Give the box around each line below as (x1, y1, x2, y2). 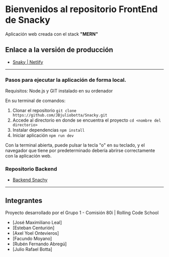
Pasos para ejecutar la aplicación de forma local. (5, 76, 127, 83)
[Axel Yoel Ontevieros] (12, 230, 59, 236)
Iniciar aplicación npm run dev (12, 132, 74, 138)
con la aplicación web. (5, 153, 52, 159)
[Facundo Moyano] (12, 236, 52, 242)
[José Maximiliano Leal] (12, 220, 62, 226)
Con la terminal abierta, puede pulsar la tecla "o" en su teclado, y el (5, 142, 145, 148)
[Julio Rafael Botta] (12, 246, 53, 252)
